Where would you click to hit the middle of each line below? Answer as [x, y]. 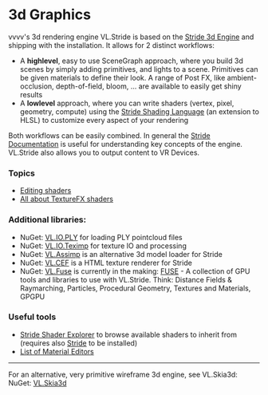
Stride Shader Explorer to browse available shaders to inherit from [128, 334]
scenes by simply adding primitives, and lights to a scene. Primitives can [139, 69]
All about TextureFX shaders [67, 199]
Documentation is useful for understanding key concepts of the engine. [126, 144]
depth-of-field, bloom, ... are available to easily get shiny [148, 86]
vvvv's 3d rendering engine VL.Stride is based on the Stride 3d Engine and [131, 37]
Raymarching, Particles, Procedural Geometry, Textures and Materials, [135, 288]
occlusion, [37, 86]
